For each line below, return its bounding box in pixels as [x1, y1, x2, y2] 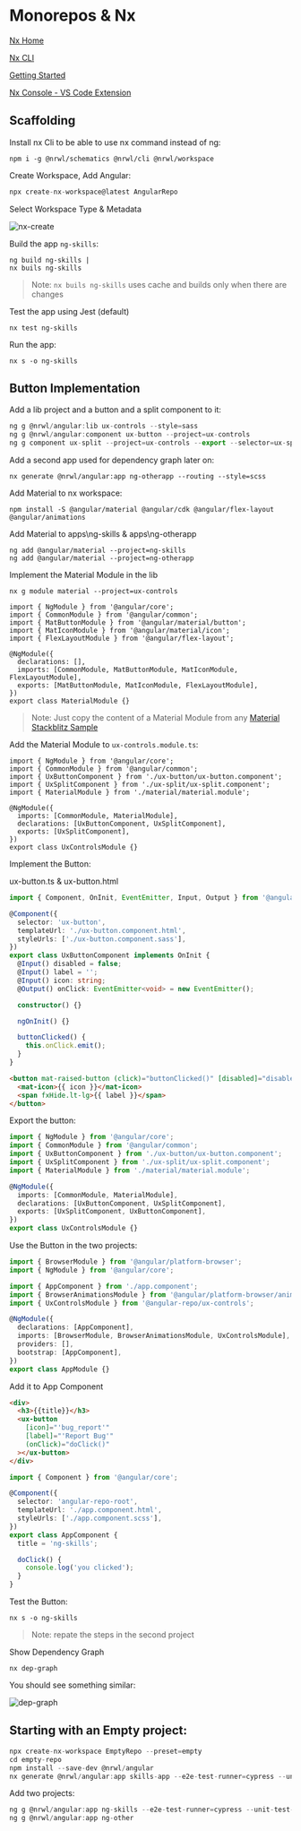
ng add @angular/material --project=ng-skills [9, 546, 186, 556]
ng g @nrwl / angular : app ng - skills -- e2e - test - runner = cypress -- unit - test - [9, 1805, 295, 1815]
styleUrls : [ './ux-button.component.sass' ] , [17, 934, 186, 944]
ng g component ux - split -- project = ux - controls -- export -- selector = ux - [9, 438, 287, 448]
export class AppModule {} [9, 1364, 110, 1374]
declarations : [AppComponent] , [17, 1323, 134, 1332]
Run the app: [9, 339, 56, 350]
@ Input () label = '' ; [17, 968, 99, 977]
